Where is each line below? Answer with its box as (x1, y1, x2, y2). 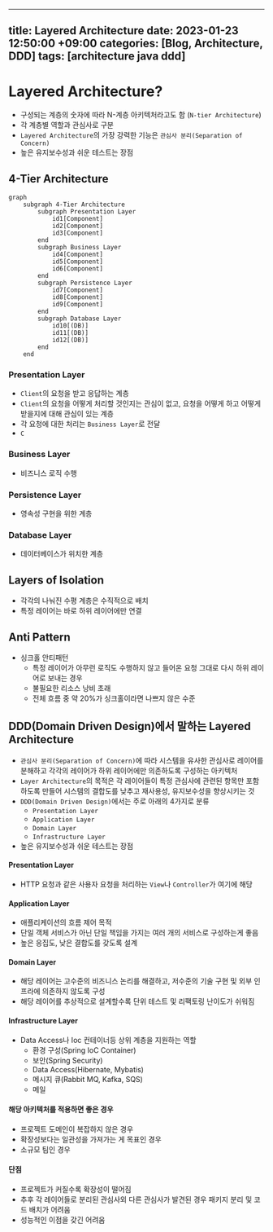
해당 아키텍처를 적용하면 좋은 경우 (8, 1105, 114, 1115)
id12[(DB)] (51, 336, 89, 345)
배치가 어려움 (28, 1204, 71, 1214)
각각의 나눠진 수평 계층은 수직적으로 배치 (19, 596, 149, 605)
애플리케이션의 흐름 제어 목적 (19, 917, 112, 927)
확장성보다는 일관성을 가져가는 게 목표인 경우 (19, 1134, 162, 1144)
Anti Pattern (8, 630, 71, 644)
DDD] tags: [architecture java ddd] (8, 50, 186, 64)
